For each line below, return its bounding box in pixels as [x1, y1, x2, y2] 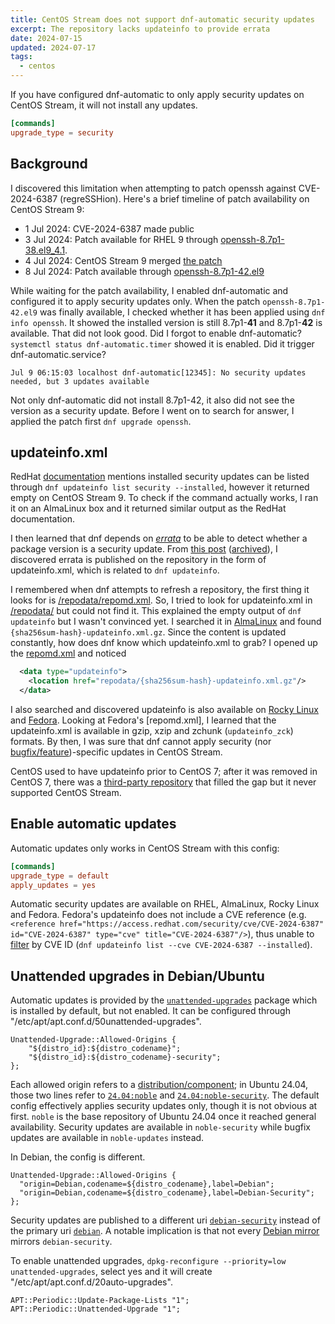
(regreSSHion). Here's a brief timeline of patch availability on [59, 192, 310, 205]
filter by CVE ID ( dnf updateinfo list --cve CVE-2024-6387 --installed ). [10, 939, 313, 951]
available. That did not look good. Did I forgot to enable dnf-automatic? [10, 327, 302, 339]
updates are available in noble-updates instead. [10, 1132, 205, 1144]
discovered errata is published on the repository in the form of [10, 554, 267, 566]
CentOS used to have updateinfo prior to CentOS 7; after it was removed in [10, 766, 318, 777]
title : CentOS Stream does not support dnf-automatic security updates [10, 14, 315, 25]
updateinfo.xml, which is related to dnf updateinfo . [10, 564, 220, 576]
